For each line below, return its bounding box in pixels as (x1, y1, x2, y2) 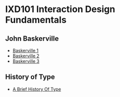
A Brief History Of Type (12, 86, 62, 92)
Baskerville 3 (12, 58, 40, 64)
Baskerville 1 (12, 48, 39, 53)
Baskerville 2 (12, 53, 39, 59)
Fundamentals (5, 14, 67, 26)
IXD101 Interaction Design (5, 4, 115, 15)
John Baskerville (5, 34, 59, 43)
